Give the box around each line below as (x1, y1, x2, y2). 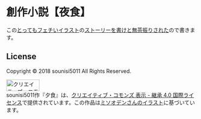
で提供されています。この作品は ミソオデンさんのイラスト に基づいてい (22, 99, 196, 106)
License (6, 51, 37, 62)
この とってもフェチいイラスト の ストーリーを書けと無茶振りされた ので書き (6, 26, 190, 33)
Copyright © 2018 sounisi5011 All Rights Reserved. (6, 67, 132, 75)
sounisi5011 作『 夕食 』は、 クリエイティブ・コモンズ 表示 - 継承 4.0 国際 (6, 91, 184, 99)
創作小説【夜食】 (6, 5, 91, 19)
